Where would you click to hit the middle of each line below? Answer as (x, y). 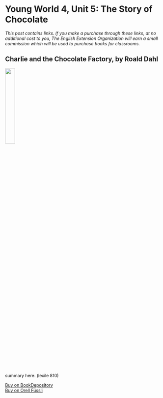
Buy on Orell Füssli (24, 390)
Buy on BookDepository (29, 385)
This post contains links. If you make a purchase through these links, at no (81, 33)
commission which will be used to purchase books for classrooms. (72, 43)
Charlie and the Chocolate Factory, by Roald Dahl (82, 59)
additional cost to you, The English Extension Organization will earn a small (81, 38)
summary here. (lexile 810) (32, 375)
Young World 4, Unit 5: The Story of (79, 9)
